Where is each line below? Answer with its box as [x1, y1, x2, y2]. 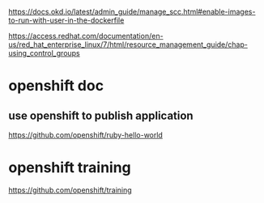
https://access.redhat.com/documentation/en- [8, 32, 164, 40]
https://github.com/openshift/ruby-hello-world [8, 130, 164, 140]
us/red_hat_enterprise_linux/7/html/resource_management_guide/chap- [8, 40, 249, 49]
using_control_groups [8, 49, 81, 57]
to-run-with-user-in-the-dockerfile [8, 15, 125, 25]
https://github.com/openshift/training [8, 185, 132, 195]
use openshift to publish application [8, 108, 194, 122]
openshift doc [8, 77, 104, 95]
